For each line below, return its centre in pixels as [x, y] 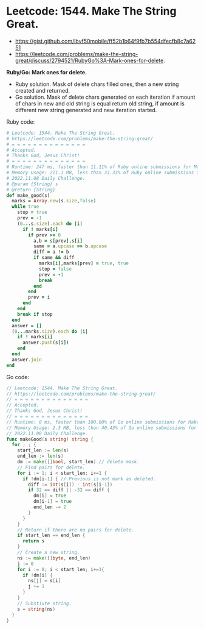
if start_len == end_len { [51, 535]
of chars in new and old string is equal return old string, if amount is [100, 103]
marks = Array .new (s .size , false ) [54, 201]
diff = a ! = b [51, 252]
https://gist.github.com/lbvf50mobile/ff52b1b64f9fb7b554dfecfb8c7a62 [105, 41]
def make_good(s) [28, 195]
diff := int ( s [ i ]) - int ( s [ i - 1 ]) [70, 485]
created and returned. [42, 90]
